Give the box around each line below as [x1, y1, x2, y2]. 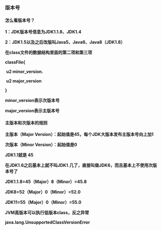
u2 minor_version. [6, 69, 44, 75]
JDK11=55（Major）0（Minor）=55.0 [5, 199, 82, 205]
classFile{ [5, 59, 26, 65]
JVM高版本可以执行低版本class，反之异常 [5, 210, 89, 215]
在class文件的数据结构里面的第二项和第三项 [5, 49, 92, 55]
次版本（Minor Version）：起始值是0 [5, 142, 77, 148]
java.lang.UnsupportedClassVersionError [5, 219, 90, 225]
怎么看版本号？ [5, 17, 35, 23]
